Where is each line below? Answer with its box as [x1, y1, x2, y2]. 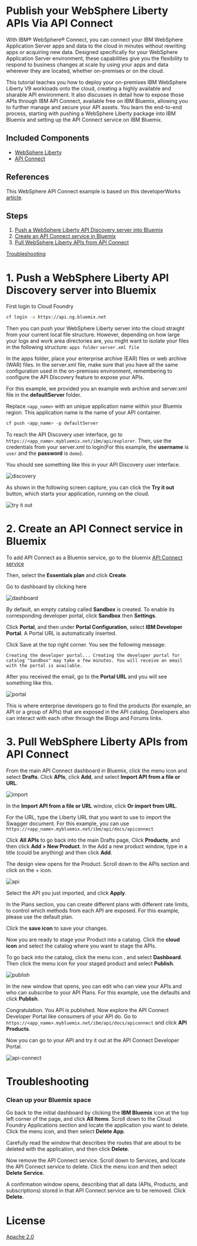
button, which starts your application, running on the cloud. [6, 490, 150, 497]
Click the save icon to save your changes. [6, 925, 108, 932]
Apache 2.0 [6, 1233, 34, 1241]
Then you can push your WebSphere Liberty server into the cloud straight [6, 325, 185, 332]
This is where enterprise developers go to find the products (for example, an [6, 702, 191, 709]
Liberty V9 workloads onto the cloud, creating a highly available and [6, 85, 172, 92]
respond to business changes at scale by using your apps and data [6, 61, 169, 68]
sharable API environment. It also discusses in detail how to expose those [6, 91, 184, 98]
